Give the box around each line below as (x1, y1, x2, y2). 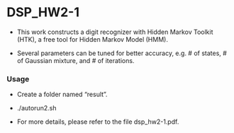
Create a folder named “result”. (16, 90, 108, 99)
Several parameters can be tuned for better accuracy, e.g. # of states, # (16, 49, 228, 57)
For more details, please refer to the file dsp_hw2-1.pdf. (16, 117, 179, 126)
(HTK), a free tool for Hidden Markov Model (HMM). (16, 35, 168, 43)
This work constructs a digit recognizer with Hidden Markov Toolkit (16, 28, 213, 36)
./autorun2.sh (16, 104, 57, 112)
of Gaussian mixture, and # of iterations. (16, 56, 135, 64)
